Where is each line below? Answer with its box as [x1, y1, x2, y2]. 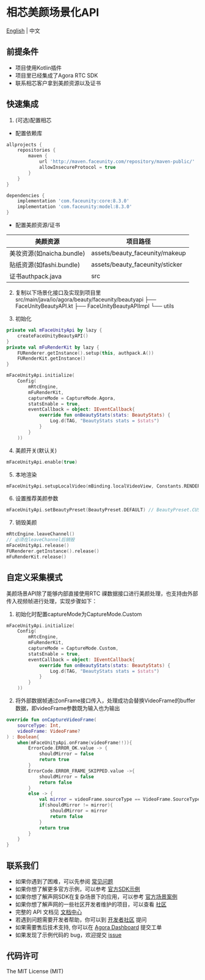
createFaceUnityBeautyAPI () [17, 333, 88, 339]
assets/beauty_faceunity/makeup [91, 249, 186, 258]
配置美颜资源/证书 [15, 221, 60, 229]
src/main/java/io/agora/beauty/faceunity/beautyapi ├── [15, 296, 157, 303]
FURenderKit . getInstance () [17, 355, 86, 362]
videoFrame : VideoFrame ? [17, 728, 81, 734]
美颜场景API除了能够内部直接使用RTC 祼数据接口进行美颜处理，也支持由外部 [6, 590, 198, 597]
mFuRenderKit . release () [6, 554, 67, 560]
